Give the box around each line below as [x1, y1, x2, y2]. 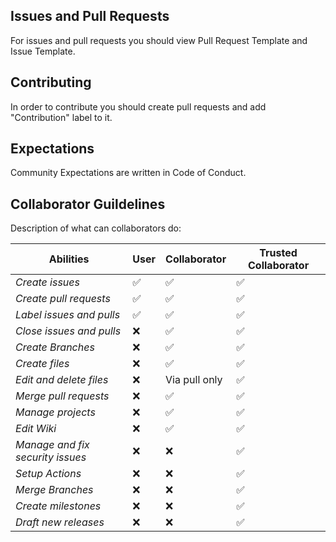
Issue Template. [10, 45, 76, 57]
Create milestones [15, 499, 102, 513]
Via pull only [165, 373, 223, 387]
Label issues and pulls [15, 308, 121, 322]
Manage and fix [15, 438, 90, 452]
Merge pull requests [15, 389, 110, 403]
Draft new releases [15, 515, 105, 529]
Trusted [259, 246, 298, 260]
